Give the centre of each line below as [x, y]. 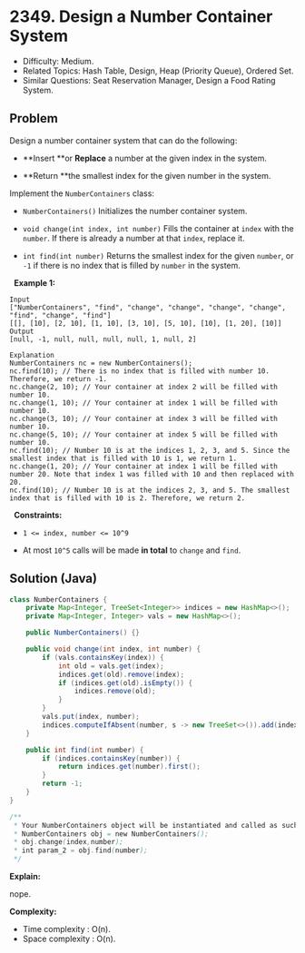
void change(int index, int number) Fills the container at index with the [158, 228]
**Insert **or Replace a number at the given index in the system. [145, 158]
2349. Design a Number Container [141, 17]
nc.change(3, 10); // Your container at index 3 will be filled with [144, 418]
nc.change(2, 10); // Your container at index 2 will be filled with [144, 387]
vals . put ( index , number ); [91, 717]
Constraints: [38, 515]
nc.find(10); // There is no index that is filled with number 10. [140, 371]
